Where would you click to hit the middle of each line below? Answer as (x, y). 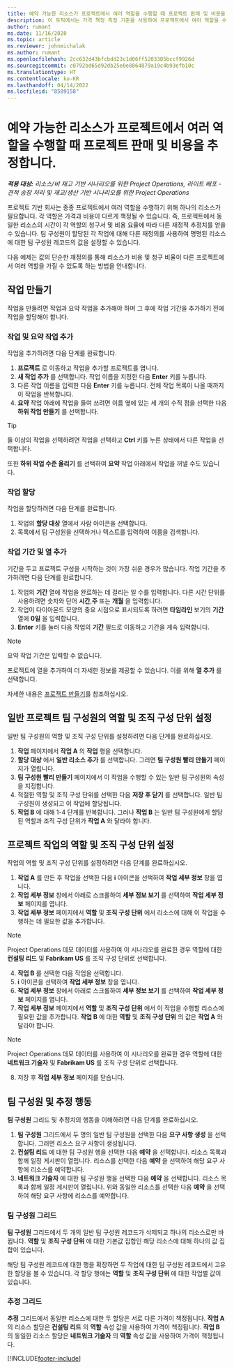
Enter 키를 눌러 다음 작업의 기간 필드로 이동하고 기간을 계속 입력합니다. (114, 627)
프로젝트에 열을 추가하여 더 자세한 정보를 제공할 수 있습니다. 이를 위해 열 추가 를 (115, 670)
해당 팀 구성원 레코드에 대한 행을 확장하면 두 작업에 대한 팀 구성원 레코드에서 (110, 1264)
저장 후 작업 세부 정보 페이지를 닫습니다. (71, 1078)
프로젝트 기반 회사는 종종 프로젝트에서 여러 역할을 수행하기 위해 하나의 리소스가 (114, 207)
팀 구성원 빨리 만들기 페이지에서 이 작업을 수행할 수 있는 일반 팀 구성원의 (114, 777)
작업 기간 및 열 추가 (37, 552)
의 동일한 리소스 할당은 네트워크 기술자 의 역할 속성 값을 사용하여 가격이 (104, 1335)
